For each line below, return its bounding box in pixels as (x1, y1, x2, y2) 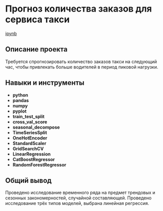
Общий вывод (5, 176, 52, 185)
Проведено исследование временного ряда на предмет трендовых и (5, 190, 155, 196)
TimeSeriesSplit (12, 129, 47, 135)
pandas (12, 97, 29, 103)
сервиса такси (5, 14, 70, 25)
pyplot (12, 108, 27, 114)
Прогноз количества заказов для (5, 3, 152, 15)
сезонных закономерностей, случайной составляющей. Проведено (5, 195, 152, 201)
